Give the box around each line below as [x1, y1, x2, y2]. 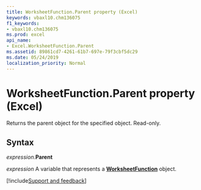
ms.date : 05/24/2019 [6, 54, 59, 60]
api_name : [6, 37, 32, 43]
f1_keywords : [6, 20, 40, 26]
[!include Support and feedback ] [6, 177, 87, 185]
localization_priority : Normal [6, 60, 86, 66]
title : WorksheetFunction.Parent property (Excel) [6, 9, 138, 15]
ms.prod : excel [6, 32, 45, 38]
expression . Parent [6, 153, 53, 161]
